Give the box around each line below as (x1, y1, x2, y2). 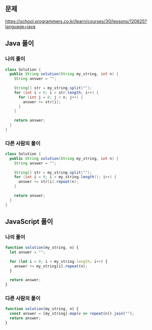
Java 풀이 (5, 39, 34, 48)
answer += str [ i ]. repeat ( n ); (18, 179, 79, 184)
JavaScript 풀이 (5, 217, 53, 225)
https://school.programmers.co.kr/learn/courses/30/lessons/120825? (5, 18, 148, 24)
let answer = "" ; (9, 250, 46, 255)
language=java (5, 23, 36, 29)
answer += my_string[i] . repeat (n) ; (14, 263, 88, 269)
